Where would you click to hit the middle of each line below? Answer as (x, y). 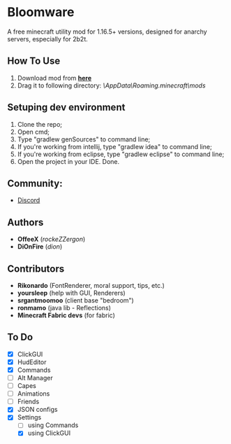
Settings (29, 417)
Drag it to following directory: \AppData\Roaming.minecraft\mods (111, 85)
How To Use (34, 61)
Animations (33, 394)
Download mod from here (54, 78)
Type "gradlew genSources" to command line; (84, 139)
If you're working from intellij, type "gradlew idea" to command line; (114, 146)
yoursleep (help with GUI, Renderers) (71, 293)
